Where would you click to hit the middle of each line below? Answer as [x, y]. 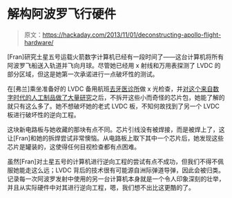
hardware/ [39, 42]
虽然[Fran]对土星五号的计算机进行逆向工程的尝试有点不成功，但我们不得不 [113, 161]
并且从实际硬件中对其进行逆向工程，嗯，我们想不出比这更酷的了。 [101, 187]
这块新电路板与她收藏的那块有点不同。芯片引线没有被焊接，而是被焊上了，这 [116, 129]
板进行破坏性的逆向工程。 [43, 114]
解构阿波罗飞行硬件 [62, 14]
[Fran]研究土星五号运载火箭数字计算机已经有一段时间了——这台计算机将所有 [116, 57]
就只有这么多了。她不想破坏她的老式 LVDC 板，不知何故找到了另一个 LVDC [113, 106]
